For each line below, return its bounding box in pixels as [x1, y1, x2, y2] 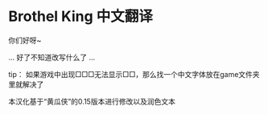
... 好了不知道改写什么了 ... [8, 52, 96, 62]
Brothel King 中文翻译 [8, 7, 153, 26]
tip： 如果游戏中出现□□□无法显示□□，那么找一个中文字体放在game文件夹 [8, 69, 260, 79]
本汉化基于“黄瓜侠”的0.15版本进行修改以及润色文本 [8, 96, 175, 106]
